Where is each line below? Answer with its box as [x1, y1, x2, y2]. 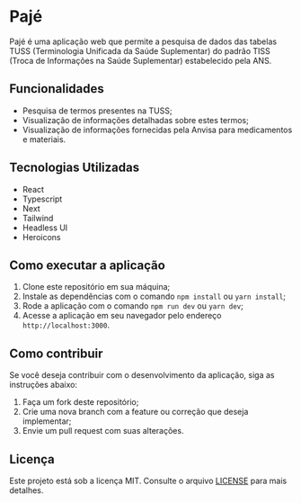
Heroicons [22, 231, 61, 242]
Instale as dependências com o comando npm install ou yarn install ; [22, 291, 286, 302]
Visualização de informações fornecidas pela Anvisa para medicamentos [22, 124, 293, 135]
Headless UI [22, 222, 68, 233]
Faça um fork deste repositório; [22, 397, 139, 408]
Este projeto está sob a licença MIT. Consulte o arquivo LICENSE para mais [9, 475, 288, 486]
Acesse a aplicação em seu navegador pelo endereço [22, 310, 222, 321]
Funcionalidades [9, 81, 105, 96]
